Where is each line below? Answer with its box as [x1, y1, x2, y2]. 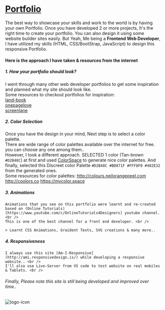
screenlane [5, 107, 28, 113]
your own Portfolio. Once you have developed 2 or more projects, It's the [5, 25, 154, 31]
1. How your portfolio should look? [5, 69, 77, 75]
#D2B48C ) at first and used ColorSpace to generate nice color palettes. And [5, 157, 156, 163]
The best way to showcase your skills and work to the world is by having [5, 20, 153, 26]
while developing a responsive [80, 255, 145, 260]
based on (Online [5, 206, 41, 211]
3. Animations [5, 190, 35, 195]
